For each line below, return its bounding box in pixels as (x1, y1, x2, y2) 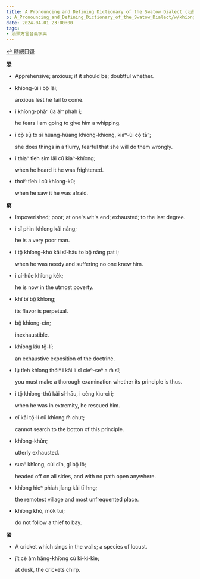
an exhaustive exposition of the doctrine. (14, 355, 115, 362)
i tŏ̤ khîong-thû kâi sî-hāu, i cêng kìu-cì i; (14, 390, 114, 397)
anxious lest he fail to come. (14, 96, 84, 104)
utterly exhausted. (14, 449, 60, 456)
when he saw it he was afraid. (14, 189, 89, 197)
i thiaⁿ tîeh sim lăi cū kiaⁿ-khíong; (14, 155, 96, 162)
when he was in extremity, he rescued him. (14, 402, 120, 409)
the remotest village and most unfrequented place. (14, 496, 139, 503)
